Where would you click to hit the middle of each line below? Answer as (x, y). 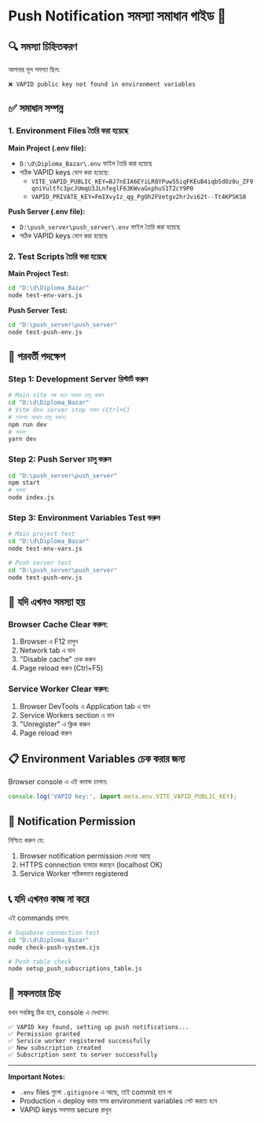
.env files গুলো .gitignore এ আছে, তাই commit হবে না (96, 1092)
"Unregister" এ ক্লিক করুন (55, 724)
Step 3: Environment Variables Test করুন (84, 518)
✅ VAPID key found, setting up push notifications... (99, 1027)
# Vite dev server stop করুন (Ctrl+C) (70, 410)
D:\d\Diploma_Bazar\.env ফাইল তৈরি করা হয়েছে (86, 163)
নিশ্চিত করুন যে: (26, 840)
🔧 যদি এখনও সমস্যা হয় (46, 602)
